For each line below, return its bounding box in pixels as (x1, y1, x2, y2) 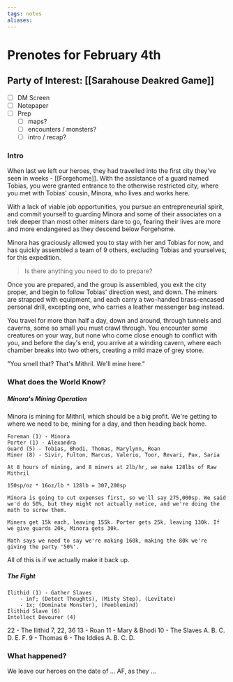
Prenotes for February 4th (7, 47, 161, 63)
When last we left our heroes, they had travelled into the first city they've (7, 167, 216, 175)
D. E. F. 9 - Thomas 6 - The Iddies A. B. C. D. (7, 634, 135, 642)
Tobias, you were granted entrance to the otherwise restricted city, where (7, 181, 219, 190)
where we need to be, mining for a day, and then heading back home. (7, 419, 207, 428)
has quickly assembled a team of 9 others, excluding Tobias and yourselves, (7, 246, 227, 254)
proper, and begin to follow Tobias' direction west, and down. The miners (7, 288, 218, 296)
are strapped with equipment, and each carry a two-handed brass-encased (7, 295, 225, 304)
